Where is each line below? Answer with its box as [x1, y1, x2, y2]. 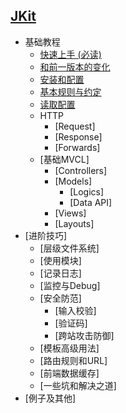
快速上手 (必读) [39, 48, 102, 60]
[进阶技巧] [24, 229, 68, 241]
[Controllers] [54, 164, 108, 176]
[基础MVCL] [39, 153, 90, 165]
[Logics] [69, 185, 105, 198]
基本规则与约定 [39, 85, 102, 98]
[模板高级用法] [39, 342, 100, 354]
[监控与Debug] [39, 279, 101, 291]
